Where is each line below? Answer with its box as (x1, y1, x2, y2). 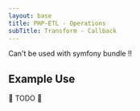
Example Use (8, 72, 76, 85)
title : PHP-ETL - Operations (8, 19, 106, 27)
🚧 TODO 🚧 (8, 93, 43, 103)
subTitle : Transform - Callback (8, 27, 117, 35)
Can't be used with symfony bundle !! (8, 49, 133, 59)
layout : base (8, 11, 52, 20)
